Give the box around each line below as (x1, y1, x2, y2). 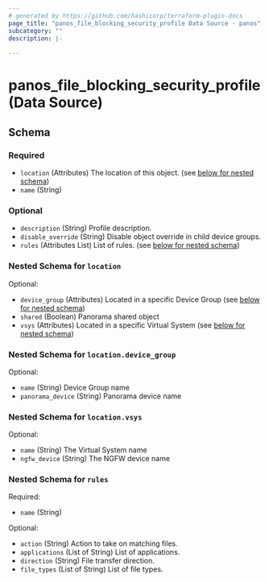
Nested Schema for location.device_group (8, 349, 176, 360)
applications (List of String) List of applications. (19, 547, 180, 557)
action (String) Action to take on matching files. (19, 539, 179, 548)
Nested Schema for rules (8, 474, 109, 485)
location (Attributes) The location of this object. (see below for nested (19, 168, 255, 177)
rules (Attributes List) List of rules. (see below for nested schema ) (19, 241, 240, 250)
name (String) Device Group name (19, 382, 130, 392)
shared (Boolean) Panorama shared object (19, 312, 159, 321)
